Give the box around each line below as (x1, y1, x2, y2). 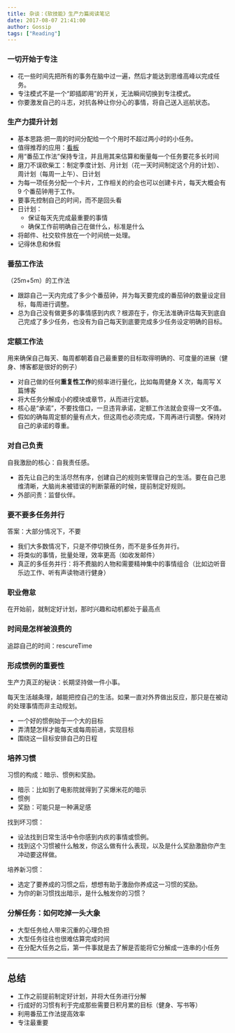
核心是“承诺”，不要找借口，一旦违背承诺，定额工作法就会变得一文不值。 (17, 404, 226, 413)
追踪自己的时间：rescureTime (7, 641, 92, 650)
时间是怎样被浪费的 (7, 624, 72, 634)
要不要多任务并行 (7, 509, 65, 519)
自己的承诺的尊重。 (17, 422, 73, 430)
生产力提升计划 (7, 117, 58, 127)
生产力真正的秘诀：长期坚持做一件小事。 (7, 678, 124, 686)
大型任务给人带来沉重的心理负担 (17, 926, 110, 934)
